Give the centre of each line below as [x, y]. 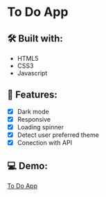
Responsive [34, 119]
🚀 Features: [32, 95]
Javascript [32, 73]
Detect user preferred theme [58, 135]
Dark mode [33, 111]
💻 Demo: [28, 166]
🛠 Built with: [35, 38]
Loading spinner [41, 127]
